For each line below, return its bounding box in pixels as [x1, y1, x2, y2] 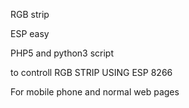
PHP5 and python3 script [10, 47, 114, 59]
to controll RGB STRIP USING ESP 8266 [10, 67, 173, 78]
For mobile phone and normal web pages [10, 86, 180, 98]
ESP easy [10, 28, 50, 39]
